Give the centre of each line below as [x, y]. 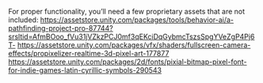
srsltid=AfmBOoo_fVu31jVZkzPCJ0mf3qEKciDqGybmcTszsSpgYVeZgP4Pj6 [131, 36]
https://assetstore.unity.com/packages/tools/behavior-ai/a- [137, 20]
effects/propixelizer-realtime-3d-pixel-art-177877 [89, 53]
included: [23, 20]
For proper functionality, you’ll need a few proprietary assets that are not [127, 11]
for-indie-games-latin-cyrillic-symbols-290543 [85, 70]
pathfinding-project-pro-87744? [61, 28]
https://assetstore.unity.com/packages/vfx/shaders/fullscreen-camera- [134, 45]
